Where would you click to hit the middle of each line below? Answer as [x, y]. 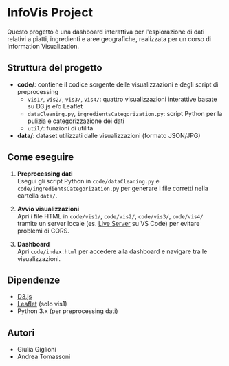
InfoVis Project [50, 13]
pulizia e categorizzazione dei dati [76, 121]
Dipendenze [34, 280]
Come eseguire [41, 157]
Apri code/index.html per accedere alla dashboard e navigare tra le [112, 251]
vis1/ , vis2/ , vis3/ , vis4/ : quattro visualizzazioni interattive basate [122, 99]
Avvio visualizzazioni [48, 209]
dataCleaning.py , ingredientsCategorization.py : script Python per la [125, 113]
